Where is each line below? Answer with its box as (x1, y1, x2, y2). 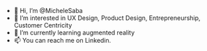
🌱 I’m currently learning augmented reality (13, 28, 135, 37)
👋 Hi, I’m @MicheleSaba (13, 7, 83, 14)
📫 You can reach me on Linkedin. (13, 37, 112, 44)
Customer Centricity (13, 21, 72, 29)
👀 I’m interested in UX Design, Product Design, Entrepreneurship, (13, 14, 201, 22)
